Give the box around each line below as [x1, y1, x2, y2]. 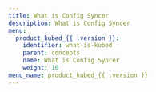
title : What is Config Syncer [8, 11, 110, 20]
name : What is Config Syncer [22, 57, 120, 65]
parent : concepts [22, 49, 81, 57]
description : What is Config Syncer [8, 19, 130, 27]
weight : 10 [22, 64, 59, 72]
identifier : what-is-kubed [22, 42, 113, 50]
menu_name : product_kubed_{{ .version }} [8, 71, 149, 79]
